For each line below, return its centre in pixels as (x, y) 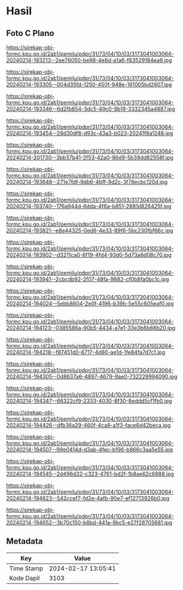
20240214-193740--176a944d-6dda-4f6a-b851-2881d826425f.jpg (89, 206)
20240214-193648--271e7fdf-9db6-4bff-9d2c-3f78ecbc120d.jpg (87, 182)
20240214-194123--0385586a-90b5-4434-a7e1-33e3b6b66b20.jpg (91, 328)
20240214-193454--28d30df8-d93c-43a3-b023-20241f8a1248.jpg (90, 133)
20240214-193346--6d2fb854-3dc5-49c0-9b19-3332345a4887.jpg (91, 109)
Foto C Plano (30, 33)
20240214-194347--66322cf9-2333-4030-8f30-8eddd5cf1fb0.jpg (89, 401)
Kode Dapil (25, 578)
